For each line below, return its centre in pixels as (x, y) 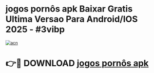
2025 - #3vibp (35, 29)
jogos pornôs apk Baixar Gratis (69, 9)
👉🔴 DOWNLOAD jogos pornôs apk (77, 63)
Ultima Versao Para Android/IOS (72, 19)
